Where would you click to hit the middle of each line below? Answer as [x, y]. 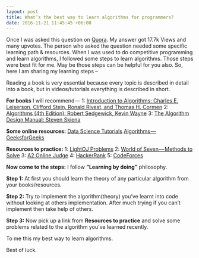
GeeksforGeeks [25, 138]
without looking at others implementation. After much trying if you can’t [94, 203]
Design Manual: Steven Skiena [43, 120]
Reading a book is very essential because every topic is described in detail [97, 83]
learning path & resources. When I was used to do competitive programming [99, 52]
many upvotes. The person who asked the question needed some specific [97, 46]
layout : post [22, 12]
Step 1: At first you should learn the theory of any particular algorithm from [97, 179]
